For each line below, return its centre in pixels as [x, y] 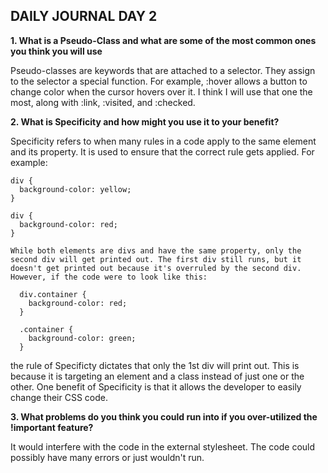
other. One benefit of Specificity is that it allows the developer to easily [156, 386]
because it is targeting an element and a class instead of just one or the [157, 376]
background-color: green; [82, 338]
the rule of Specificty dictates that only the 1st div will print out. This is [155, 365]
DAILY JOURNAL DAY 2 [84, 16]
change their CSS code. [59, 397]
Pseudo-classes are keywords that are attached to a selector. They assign [163, 70]
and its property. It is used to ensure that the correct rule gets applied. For [162, 151]
